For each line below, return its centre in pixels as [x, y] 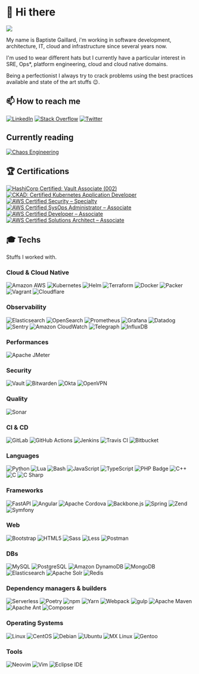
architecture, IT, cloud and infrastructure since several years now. [87, 46]
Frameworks [25, 490]
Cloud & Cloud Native [38, 272]
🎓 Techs [24, 240]
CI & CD [17, 427]
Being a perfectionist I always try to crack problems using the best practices [100, 75]
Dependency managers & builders [57, 588]
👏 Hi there [31, 12]
